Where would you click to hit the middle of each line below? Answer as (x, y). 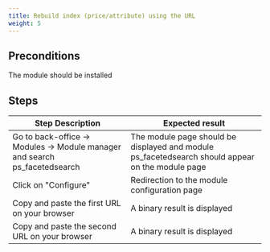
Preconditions (44, 56)
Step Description (67, 123)
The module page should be (184, 137)
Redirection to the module (179, 180)
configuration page (167, 190)
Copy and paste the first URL (67, 204)
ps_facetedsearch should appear (192, 157)
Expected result (194, 123)
